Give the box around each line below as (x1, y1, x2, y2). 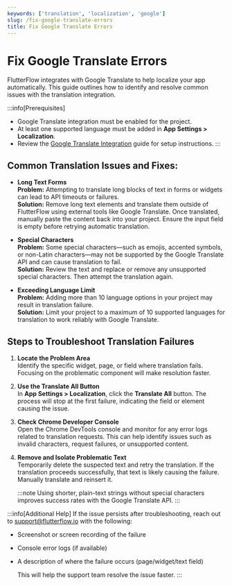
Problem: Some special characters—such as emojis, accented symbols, (17, 243, 223, 252)
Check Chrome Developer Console (17, 417, 119, 426)
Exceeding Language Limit (17, 286, 96, 295)
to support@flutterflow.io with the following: (7, 517, 133, 525)
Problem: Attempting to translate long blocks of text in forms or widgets (17, 185, 223, 194)
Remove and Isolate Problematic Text (17, 453, 127, 461)
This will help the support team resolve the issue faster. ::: (17, 570, 182, 579)
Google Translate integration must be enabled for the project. (17, 117, 193, 126)
